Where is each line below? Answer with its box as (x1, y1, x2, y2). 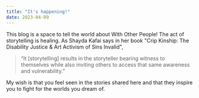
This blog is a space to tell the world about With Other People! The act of (6, 30, 184, 37)
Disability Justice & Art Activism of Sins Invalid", (6, 43, 124, 50)
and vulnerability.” (20, 67, 65, 74)
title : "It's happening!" (6, 8, 70, 15)
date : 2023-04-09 (6, 14, 49, 20)
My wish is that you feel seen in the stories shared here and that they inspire (6, 78, 193, 86)
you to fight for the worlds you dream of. (6, 85, 105, 92)
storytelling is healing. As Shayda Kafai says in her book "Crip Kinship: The (6, 37, 189, 44)
